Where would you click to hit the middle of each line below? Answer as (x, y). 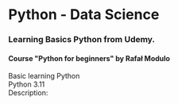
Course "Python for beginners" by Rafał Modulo (89, 58)
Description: (28, 93)
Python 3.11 (27, 84)
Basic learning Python (44, 76)
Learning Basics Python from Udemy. (82, 40)
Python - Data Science (84, 15)
